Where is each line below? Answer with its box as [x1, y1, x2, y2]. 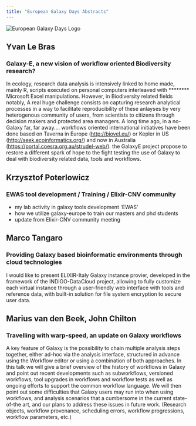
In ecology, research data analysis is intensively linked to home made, [6, 80, 175, 87]
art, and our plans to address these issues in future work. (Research [22, 401, 187, 408]
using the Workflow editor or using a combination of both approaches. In [6, 357, 182, 364]
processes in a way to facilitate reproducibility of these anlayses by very [6, 105, 181, 113]
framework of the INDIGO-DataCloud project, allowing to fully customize [6, 278, 181, 285]
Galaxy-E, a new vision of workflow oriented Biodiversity [6, 60, 171, 68]
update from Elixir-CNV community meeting [14, 216, 121, 223]
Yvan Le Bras [6, 42, 56, 52]
